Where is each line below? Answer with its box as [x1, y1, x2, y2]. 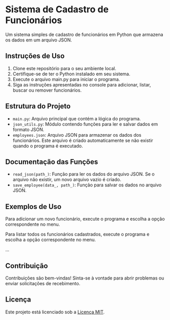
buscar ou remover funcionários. [12, 87, 82, 93]
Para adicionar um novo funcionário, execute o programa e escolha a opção [5, 216, 165, 222]
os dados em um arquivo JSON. [5, 37, 72, 43]
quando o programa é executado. [12, 142, 83, 149]
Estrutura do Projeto [5, 102, 71, 111]
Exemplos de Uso [5, 202, 62, 211]
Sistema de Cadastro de [5, 4, 109, 15]
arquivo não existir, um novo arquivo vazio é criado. [12, 177, 122, 183]
